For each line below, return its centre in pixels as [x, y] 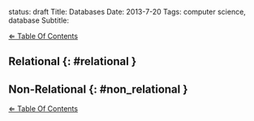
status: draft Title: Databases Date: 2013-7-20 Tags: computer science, [127, 12]
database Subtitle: [39, 20]
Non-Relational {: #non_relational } [98, 89]
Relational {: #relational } [73, 61]
